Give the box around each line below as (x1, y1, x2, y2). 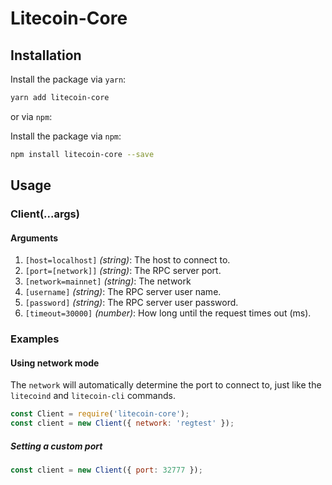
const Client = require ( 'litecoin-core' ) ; (10, 409, 190, 419)
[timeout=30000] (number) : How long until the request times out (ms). (24, 307, 312, 319)
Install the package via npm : (10, 130, 122, 142)
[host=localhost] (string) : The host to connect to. (24, 254, 231, 266)
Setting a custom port (10, 440, 103, 452)
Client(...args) (10, 207, 80, 221)
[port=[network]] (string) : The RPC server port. (24, 265, 222, 277)
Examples (10, 332, 60, 346)
